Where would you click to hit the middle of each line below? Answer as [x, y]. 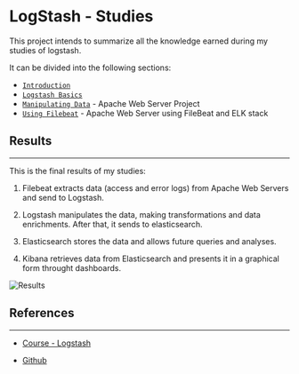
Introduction [46, 85]
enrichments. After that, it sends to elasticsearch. [112, 224]
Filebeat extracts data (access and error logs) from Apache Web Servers [155, 187]
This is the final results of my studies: [78, 171]
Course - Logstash [57, 343]
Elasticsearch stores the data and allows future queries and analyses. [149, 241]
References [42, 313]
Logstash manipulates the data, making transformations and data [141, 214]
